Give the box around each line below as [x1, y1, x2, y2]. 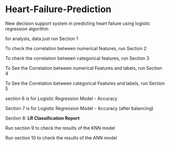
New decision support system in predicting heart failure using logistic [5, 20, 151, 26]
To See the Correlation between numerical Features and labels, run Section [5, 65, 162, 71]
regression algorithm [5, 25, 49, 31]
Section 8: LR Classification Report [5, 115, 80, 121]
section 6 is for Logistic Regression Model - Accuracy [5, 95, 118, 101]
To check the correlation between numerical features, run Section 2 [5, 45, 147, 51]
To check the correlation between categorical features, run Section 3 [5, 55, 150, 61]
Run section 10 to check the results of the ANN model [5, 134, 118, 140]
